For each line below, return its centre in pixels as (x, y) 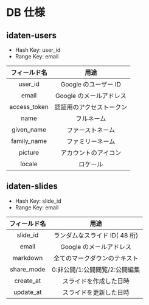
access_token (29, 107)
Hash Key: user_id (38, 50)
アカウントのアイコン (91, 153)
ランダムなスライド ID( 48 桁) (96, 235)
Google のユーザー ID (91, 84)
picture (29, 152)
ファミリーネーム (91, 142)
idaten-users (31, 35)
